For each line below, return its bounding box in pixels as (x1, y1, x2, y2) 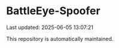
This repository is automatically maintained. (6, 35, 114, 42)
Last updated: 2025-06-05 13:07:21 (6, 24, 94, 31)
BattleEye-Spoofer (6, 4, 100, 18)
